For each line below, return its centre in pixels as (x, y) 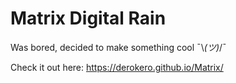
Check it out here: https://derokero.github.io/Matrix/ (117, 67)
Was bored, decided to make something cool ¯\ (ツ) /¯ (118, 47)
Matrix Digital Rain (88, 18)
